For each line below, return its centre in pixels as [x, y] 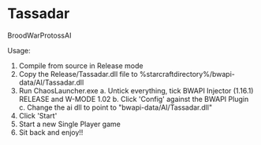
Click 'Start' [38, 115]
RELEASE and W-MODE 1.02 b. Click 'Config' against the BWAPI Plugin [134, 99]
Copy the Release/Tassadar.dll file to [78, 74]
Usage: [19, 50]
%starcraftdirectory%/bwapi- [188, 74]
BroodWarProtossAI [39, 35]
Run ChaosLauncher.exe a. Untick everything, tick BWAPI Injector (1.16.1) [136, 90]
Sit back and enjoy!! [51, 132]
